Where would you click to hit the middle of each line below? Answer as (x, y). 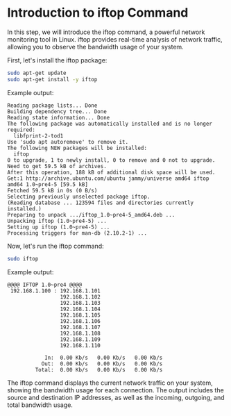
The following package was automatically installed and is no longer (110, 124)
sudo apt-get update (37, 73)
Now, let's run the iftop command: (55, 246)
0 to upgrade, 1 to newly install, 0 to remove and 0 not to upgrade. (111, 160)
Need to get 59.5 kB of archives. (57, 166)
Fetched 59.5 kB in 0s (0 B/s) (52, 190)
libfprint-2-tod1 (38, 136)
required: (22, 130)
